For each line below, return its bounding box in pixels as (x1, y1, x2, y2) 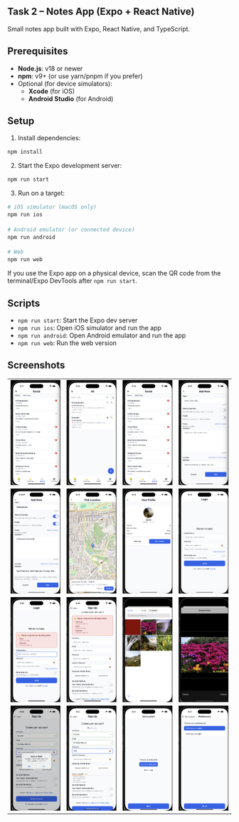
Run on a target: (17, 189, 65, 198)
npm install (7, 149, 43, 156)
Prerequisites (7, 46, 68, 58)
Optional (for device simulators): (17, 79, 112, 88)
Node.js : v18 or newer (17, 64, 83, 73)
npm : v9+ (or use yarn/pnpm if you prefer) (17, 71, 144, 80)
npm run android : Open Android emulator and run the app (17, 331, 186, 339)
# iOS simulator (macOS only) (7, 204, 97, 211)
